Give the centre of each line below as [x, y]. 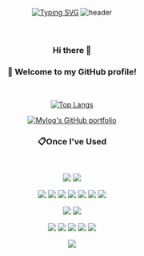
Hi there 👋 [72, 50]
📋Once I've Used [72, 142]
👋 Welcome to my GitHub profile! [72, 71]
